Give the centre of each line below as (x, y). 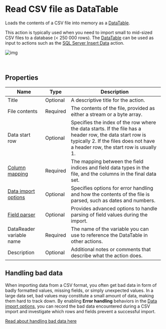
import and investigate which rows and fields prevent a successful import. (80, 311)
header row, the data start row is (109, 135)
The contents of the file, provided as (113, 108)
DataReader (21, 229)
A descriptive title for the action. (108, 100)
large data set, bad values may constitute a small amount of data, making (80, 295)
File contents (23, 111)
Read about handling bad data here (41, 321)
